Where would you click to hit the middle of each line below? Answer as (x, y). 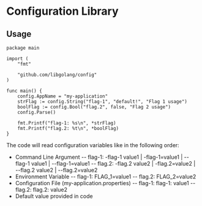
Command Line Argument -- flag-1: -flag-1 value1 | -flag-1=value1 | (99, 157)
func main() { (24, 91)
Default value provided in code (54, 196)
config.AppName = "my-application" (63, 96)
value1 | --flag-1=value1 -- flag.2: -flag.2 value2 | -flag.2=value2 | (113, 163)
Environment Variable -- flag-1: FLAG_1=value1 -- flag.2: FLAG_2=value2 (106, 177)
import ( (17, 59)
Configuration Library (62, 11)
